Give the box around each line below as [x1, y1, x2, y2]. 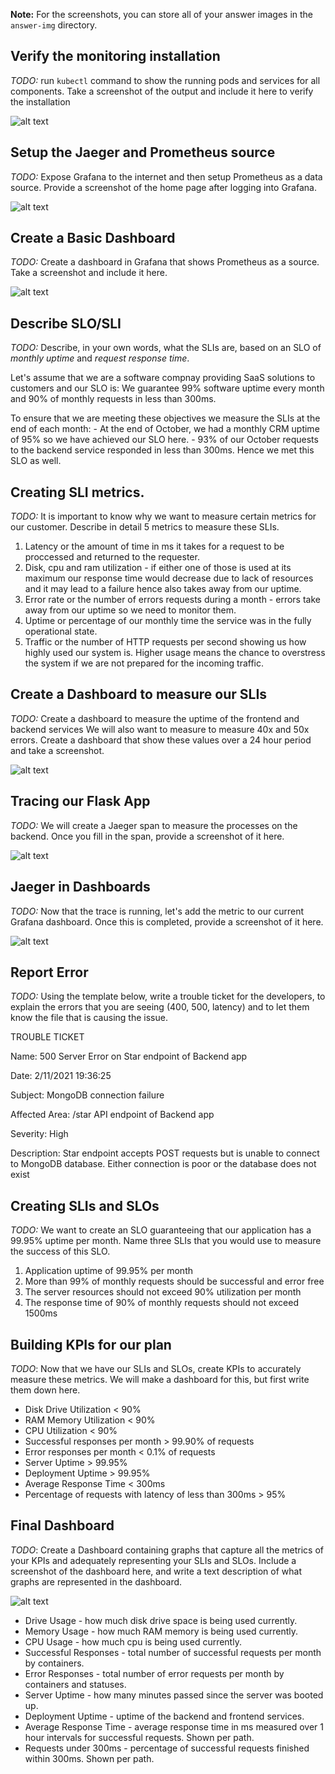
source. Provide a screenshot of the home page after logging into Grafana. [10, 181, 317, 193]
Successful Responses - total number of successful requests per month [24, 1646, 322, 1658]
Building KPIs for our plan [10, 1336, 172, 1353]
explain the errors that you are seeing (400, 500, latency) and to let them [10, 1001, 310, 1013]
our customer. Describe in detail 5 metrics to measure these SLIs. [10, 521, 280, 533]
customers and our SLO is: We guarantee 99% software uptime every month [10, 382, 325, 394]
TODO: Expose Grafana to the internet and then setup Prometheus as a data [10, 170, 323, 183]
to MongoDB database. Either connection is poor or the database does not [10, 1158, 317, 1170]
